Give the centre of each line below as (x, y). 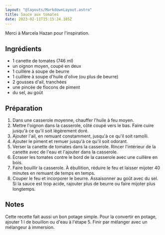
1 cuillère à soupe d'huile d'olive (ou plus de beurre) (65, 77)
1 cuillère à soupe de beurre (41, 71)
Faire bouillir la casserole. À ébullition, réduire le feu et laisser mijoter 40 (86, 168)
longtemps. (24, 189)
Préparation (24, 108)
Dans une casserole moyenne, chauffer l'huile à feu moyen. (73, 120)
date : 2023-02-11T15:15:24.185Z (39, 19)
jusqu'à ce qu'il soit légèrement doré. (50, 131)
